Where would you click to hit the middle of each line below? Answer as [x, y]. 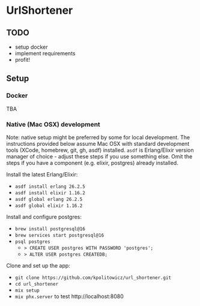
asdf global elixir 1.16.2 [49, 205]
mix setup [27, 290]
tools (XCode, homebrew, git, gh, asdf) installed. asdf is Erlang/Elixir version [100, 150]
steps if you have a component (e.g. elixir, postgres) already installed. [92, 163]
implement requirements [45, 53]
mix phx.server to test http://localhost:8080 [69, 296]
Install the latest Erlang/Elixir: [42, 174]
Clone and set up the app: [38, 265]
